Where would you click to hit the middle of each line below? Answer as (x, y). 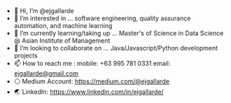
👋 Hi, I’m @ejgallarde (44, 11)
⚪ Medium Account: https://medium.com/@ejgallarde (92, 81)
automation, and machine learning (63, 26)
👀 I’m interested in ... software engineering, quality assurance (102, 18)
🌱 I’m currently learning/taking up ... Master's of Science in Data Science (119, 33)
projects (26, 55)
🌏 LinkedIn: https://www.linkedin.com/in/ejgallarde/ (89, 92)
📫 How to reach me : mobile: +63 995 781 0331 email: (92, 63)
